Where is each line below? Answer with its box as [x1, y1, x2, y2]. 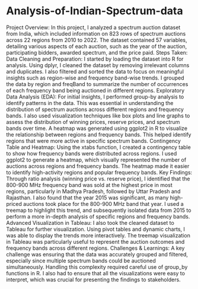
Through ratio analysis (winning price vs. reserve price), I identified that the [6, 175, 191, 182]
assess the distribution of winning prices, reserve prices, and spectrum [6, 118, 180, 125]
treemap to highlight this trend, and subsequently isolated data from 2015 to [6, 207, 191, 214]
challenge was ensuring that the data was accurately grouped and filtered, [6, 250, 188, 258]
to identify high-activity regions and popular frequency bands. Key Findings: [6, 169, 193, 176]
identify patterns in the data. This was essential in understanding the [6, 99, 174, 106]
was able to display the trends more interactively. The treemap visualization [6, 231, 191, 239]
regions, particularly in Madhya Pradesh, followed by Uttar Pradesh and [6, 188, 181, 195]
